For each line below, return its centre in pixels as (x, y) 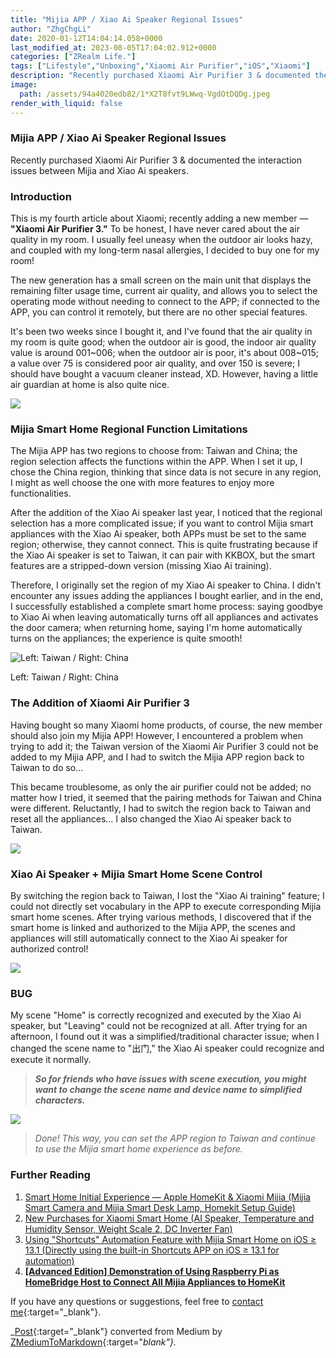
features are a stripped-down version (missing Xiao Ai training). (141, 566)
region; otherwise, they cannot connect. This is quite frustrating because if (164, 545)
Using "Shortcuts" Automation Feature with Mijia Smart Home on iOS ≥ (170, 1239)
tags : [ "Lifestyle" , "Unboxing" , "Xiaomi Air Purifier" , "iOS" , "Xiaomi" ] (160, 66)
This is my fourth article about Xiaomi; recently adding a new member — (159, 218)
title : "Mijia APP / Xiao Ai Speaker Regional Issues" (127, 19)
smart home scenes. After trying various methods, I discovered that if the (161, 917)
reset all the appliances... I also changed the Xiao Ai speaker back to (151, 818)
